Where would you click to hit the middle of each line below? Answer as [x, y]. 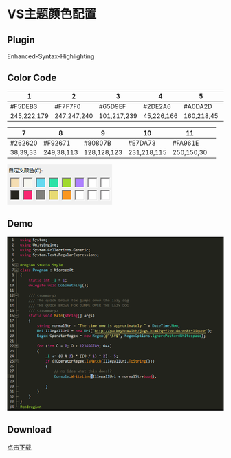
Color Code [32, 78]
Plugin [21, 39]
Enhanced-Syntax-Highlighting [51, 56]
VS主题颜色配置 [52, 14]
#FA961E [186, 143]
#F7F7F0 [68, 106]
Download [29, 430]
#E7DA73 [142, 143]
